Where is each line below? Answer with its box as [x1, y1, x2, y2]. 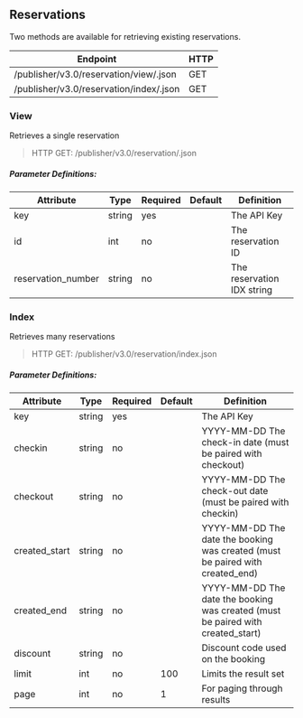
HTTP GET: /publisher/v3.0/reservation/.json [31, 148, 197, 159]
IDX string [230, 284, 273, 296]
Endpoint [77, 52, 117, 65]
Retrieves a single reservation [9, 130, 120, 141]
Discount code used [201, 641, 287, 654]
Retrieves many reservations [9, 331, 115, 342]
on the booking [201, 653, 266, 666]
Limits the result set [201, 667, 285, 680]
